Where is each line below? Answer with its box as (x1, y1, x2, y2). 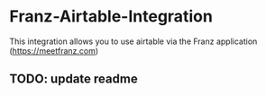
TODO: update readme (9, 72, 138, 87)
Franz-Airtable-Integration (9, 6, 214, 27)
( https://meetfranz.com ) (9, 45, 99, 56)
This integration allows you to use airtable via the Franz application (9, 36, 258, 47)
